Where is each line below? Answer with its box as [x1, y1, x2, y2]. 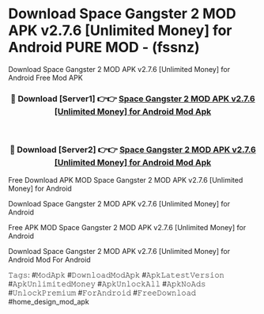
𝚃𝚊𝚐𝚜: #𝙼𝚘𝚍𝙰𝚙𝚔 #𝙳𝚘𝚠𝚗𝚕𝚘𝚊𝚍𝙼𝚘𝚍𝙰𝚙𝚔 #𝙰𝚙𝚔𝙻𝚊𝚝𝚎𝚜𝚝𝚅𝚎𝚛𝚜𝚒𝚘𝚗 [8, 270, 225, 279]
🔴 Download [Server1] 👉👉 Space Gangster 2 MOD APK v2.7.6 [10, 93, 255, 104]
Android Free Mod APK [8, 73, 83, 82]
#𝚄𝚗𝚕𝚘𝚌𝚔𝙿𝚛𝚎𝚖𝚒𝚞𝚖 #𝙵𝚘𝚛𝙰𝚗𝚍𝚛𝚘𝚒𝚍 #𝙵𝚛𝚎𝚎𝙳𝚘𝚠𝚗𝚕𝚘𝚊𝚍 [8, 288, 196, 297]
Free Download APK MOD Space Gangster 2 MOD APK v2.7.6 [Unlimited [8, 175, 243, 184]
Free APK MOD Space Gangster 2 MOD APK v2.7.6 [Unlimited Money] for [8, 222, 247, 232]
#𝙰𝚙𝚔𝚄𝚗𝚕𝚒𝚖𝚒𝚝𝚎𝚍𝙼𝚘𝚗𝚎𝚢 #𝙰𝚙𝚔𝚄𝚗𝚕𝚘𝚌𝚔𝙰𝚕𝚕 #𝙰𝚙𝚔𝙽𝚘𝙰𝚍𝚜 [8, 278, 206, 289]
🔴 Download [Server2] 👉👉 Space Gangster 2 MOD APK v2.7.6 [9, 144, 257, 155]
